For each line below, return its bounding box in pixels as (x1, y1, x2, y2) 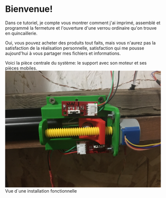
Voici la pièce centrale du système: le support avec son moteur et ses (5, 60, 147, 66)
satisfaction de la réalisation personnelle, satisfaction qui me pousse (5, 45, 144, 51)
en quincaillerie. (5, 30, 38, 36)
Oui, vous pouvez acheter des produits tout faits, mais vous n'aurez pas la (5, 40, 156, 45)
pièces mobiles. (5, 65, 38, 71)
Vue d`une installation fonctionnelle (5, 188, 78, 194)
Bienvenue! (5, 3, 53, 15)
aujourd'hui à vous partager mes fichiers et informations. (5, 50, 121, 56)
